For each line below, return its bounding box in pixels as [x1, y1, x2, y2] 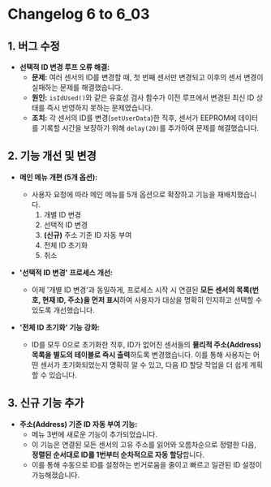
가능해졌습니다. [31, 470, 80, 480]
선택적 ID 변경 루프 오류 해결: [19, 62, 110, 71]
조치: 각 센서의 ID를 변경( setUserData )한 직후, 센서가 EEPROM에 [31, 113, 237, 123]
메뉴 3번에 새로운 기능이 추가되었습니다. [31, 429, 157, 439]
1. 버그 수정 [7, 39, 60, 53]
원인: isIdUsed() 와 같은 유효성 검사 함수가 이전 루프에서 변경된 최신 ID [31, 93, 255, 102]
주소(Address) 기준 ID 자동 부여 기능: [19, 419, 138, 429]
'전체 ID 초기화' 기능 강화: [19, 322, 101, 332]
